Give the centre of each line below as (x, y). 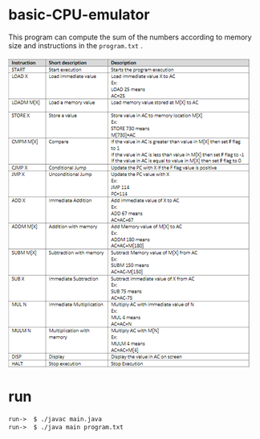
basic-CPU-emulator (79, 15)
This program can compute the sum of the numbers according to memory (130, 37)
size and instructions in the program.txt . (75, 45)
